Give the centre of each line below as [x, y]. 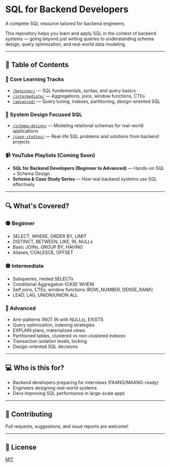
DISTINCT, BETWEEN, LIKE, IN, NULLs [53, 241]
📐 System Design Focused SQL [44, 114]
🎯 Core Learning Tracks [35, 79]
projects [21, 141]
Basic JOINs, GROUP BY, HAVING [48, 247]
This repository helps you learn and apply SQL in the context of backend [81, 33]
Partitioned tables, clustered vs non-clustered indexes [69, 335]
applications [25, 131]
